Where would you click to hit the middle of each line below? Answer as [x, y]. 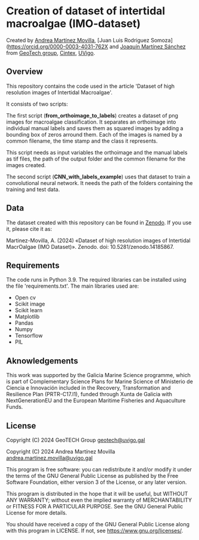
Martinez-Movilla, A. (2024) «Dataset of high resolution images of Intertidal [98, 240]
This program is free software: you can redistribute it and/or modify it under [99, 469]
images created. [26, 165]
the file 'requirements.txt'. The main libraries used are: [72, 286]
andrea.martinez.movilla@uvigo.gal [49, 458]
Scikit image [30, 304]
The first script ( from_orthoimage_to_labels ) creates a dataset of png [92, 115]
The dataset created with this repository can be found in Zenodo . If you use [99, 223]
